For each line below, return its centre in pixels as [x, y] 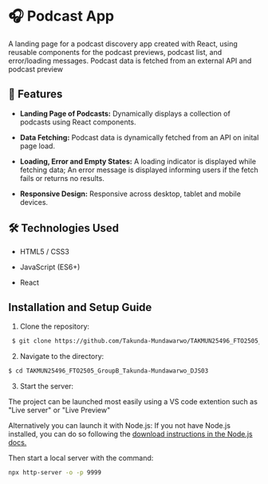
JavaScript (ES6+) [50, 267]
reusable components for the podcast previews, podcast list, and [115, 52]
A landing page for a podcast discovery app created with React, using [123, 43]
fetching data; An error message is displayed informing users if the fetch [139, 170]
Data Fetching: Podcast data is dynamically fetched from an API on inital [139, 137]
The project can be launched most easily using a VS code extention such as [133, 402]
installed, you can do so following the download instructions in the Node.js [130, 434]
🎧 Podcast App [61, 16]
